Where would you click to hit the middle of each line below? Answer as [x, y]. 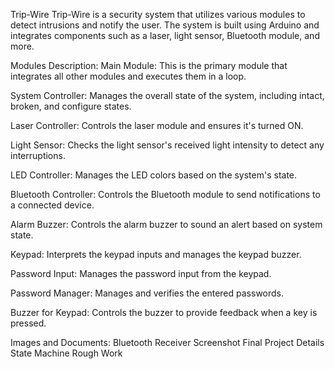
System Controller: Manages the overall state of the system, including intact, [167, 95]
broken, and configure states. [71, 106]
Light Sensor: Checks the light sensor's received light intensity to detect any [167, 145]
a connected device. [52, 205]
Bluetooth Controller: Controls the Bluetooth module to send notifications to [165, 194]
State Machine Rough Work [66, 353]
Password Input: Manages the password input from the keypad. [141, 273]
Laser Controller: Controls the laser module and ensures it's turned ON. [157, 125]
